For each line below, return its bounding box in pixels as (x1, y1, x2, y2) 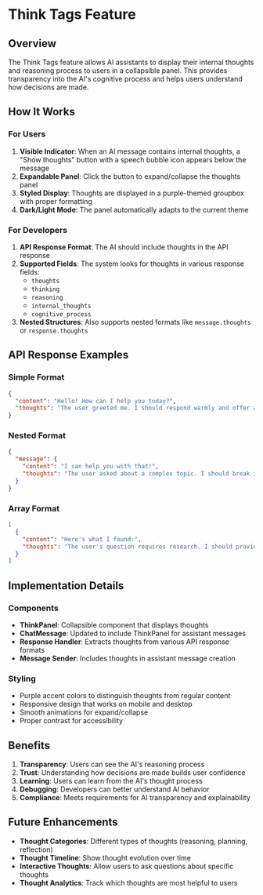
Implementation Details (8, 579, 124, 592)
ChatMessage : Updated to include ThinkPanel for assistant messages (19, 628, 247, 638)
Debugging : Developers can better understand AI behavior (19, 784, 210, 794)
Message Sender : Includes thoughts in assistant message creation (19, 653, 236, 663)
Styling (8, 673, 37, 684)
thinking (31, 285, 60, 293)
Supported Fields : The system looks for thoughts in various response (19, 259, 245, 268)
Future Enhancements (8, 816, 119, 829)
